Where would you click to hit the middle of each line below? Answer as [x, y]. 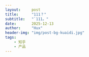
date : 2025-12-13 [30, 24]
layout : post [23, 10]
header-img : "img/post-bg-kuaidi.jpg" [45, 33]
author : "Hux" [24, 28]
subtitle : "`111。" [27, 19]
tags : [11, 38]
